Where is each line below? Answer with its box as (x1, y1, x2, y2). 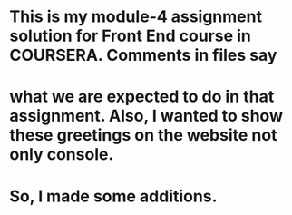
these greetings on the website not (9, 125, 277, 146)
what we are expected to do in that (9, 86, 275, 107)
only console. (9, 144, 114, 165)
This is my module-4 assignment (9, 6, 263, 27)
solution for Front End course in (9, 25, 252, 46)
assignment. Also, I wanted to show (9, 106, 284, 126)
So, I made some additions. (9, 186, 218, 206)
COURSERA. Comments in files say (9, 45, 277, 65)
